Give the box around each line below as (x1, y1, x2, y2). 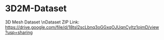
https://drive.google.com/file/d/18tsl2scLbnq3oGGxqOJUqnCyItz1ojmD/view (5, 24, 159, 30)
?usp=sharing (5, 29, 33, 35)
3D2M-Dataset (5, 3, 67, 14)
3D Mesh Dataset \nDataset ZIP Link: (5, 19, 80, 25)
